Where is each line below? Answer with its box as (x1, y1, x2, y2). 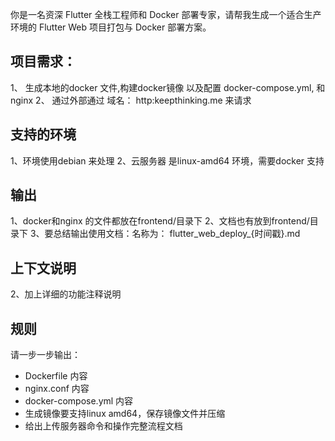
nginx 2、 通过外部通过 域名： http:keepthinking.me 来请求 (10, 94, 252, 106)
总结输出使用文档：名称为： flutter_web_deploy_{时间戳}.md (53, 228, 301, 240)
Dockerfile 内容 (24, 370, 88, 382)
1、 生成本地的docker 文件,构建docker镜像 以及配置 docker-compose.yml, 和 (10, 81, 326, 93)
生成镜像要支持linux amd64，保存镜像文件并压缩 (24, 408, 226, 420)
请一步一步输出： (10, 349, 81, 361)
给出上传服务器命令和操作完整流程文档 (24, 420, 183, 432)
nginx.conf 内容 (24, 383, 90, 395)
